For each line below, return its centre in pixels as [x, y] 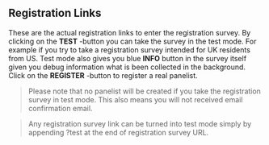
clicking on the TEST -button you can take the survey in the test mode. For [132, 41]
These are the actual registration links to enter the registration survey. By [130, 32]
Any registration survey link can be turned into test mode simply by [140, 123]
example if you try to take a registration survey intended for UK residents [129, 50]
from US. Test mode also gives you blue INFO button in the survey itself [128, 58]
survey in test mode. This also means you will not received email [135, 99]
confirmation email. [60, 108]
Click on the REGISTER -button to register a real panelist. [103, 75]
